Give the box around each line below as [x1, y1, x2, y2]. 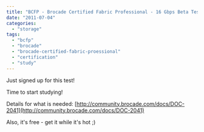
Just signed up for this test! [6, 77, 75, 84]
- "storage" [12, 26, 42, 32]
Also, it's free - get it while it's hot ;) [6, 118, 96, 125]
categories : [6, 20, 36, 26]
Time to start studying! [6, 88, 63, 96]
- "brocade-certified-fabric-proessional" [12, 49, 121, 55]
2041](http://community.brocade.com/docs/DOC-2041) [6, 106, 144, 114]
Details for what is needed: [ [6, 100, 77, 107]
